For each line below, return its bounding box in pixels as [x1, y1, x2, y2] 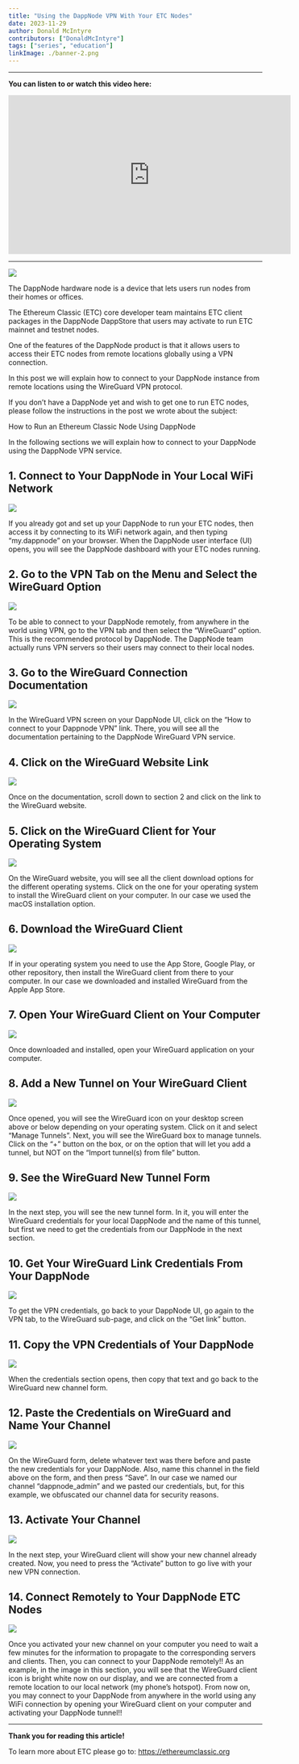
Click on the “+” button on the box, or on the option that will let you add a [8, 1139, 251, 1149]
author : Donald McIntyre [8, 27, 92, 35]
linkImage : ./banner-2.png [8, 49, 99, 57]
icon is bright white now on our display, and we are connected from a [8, 1674, 239, 1683]
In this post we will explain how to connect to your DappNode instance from [8, 373, 260, 383]
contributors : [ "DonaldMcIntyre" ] [8, 34, 125, 43]
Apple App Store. [8, 984, 66, 994]
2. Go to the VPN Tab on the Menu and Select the [8, 568, 258, 581]
